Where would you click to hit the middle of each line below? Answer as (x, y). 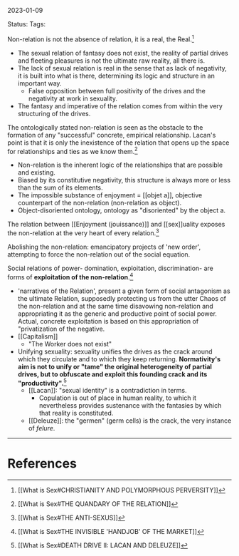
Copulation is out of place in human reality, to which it (118, 398)
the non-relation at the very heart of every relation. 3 (83, 232)
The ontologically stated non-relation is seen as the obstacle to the (105, 127)
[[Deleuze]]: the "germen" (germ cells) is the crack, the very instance (130, 421)
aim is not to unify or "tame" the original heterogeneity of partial (115, 366)
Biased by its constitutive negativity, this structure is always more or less (124, 180)
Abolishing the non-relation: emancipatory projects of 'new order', (104, 247)
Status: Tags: (27, 24)
